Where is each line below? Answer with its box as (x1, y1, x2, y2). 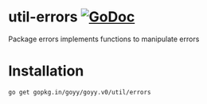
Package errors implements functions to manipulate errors (8, 34, 200, 44)
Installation (8, 62, 84, 80)
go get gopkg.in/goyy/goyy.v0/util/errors (8, 88, 151, 96)
